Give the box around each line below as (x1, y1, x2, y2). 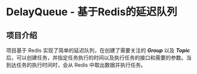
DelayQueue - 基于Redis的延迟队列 (6, 5, 178, 19)
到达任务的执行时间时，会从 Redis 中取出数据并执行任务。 (6, 62, 146, 68)
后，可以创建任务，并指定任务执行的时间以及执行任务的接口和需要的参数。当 (6, 54, 192, 61)
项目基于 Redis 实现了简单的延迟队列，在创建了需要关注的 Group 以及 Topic (6, 47, 190, 54)
